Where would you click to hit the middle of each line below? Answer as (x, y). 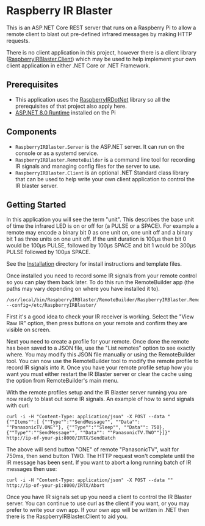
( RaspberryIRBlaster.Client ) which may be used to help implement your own (101, 59)
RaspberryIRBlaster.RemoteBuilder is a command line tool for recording (105, 159)
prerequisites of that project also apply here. (71, 106)
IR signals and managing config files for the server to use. (88, 166)
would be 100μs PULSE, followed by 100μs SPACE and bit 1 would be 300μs (101, 246)
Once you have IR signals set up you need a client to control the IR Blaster (99, 497)
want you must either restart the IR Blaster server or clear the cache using (99, 374)
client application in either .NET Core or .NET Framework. (78, 66)
